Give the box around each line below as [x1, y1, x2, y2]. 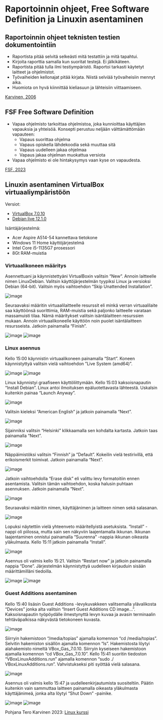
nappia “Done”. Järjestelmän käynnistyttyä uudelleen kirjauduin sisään [5, 563, 146, 569]
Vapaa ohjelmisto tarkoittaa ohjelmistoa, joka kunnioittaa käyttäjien [12, 121, 146, 127]
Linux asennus [5, 344, 40, 351]
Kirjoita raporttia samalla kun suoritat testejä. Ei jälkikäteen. [12, 59, 130, 64]
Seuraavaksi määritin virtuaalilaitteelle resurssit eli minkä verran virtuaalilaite [5, 302, 158, 308]
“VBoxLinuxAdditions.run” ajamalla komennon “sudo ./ [5, 656, 114, 662]
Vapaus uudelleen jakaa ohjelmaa [19, 147, 87, 153]
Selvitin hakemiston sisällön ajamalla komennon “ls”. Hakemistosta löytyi [5, 640, 150, 646]
